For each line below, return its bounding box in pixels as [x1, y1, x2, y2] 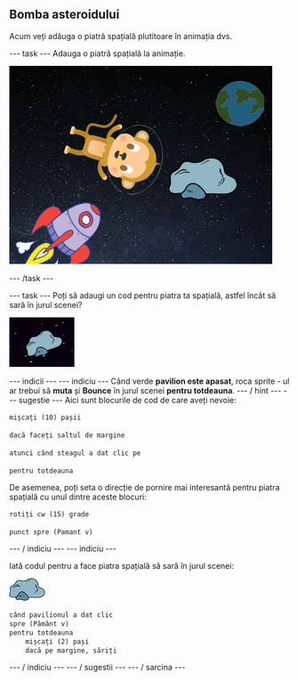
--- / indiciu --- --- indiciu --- [9, 543, 117, 554]
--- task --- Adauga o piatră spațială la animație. [9, 48, 186, 59]
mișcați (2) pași [25, 636, 90, 646]
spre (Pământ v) [9, 619, 69, 628]
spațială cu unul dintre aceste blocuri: [9, 491, 147, 502]
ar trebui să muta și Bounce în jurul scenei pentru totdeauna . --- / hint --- [9, 385, 282, 395]
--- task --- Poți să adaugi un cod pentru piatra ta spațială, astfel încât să [9, 289, 277, 301]
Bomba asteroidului [9, 7, 120, 22]
